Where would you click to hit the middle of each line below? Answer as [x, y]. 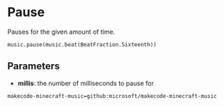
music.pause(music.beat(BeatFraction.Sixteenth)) [82, 44]
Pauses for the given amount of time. [61, 32]
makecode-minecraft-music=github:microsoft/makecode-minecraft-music [112, 96]
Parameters [34, 67]
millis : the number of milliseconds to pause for [86, 83]
